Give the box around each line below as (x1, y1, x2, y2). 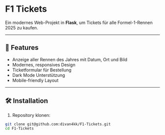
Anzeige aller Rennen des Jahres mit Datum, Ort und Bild (12, 56, 128, 62)
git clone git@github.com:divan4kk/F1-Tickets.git (5, 121, 111, 127)
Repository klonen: (12, 112, 51, 118)
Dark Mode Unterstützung (12, 72, 65, 78)
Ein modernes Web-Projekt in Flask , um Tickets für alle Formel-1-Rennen (5, 20, 153, 25)
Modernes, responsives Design (12, 62, 76, 67)
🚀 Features (5, 44, 39, 52)
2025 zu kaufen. (5, 24, 38, 30)
